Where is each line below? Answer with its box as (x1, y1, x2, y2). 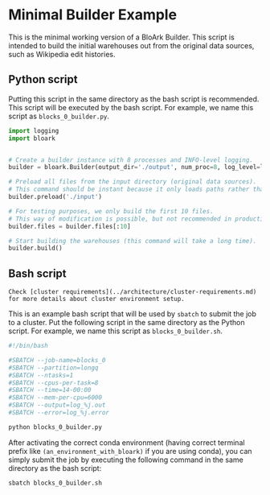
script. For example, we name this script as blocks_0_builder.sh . (8, 326, 223, 336)
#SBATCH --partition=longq (8, 364, 99, 372)
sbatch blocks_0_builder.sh (8, 479, 103, 487)
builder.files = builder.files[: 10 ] (8, 222, 131, 230)
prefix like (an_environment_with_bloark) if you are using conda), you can (8, 446, 252, 456)
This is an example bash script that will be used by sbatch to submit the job (8, 309, 257, 319)
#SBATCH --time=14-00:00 (8, 386, 92, 394)
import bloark (8, 134, 56, 142)
